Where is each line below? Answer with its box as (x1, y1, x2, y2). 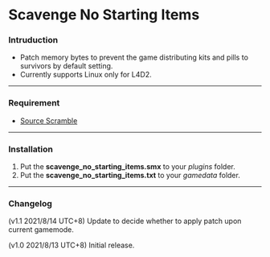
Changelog (8, 198, 52, 209)
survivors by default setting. (19, 61, 113, 71)
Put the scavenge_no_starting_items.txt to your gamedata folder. (19, 171, 241, 180)
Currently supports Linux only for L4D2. (19, 70, 152, 80)
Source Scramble (19, 115, 78, 126)
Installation (8, 143, 54, 155)
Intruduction (8, 35, 59, 46)
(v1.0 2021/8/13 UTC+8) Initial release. (8, 240, 135, 251)
